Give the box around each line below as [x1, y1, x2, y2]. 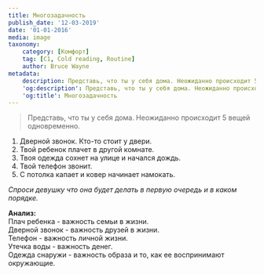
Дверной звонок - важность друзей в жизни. [8, 225, 159, 235]
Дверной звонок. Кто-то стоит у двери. [19, 136, 152, 146]
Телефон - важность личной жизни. [8, 233, 128, 243]
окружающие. [8, 259, 56, 268]
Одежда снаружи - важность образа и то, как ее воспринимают [8, 250, 225, 259]
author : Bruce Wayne [22, 63, 90, 71]
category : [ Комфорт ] [22, 48, 90, 56]
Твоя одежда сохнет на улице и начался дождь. [19, 154, 181, 163]
